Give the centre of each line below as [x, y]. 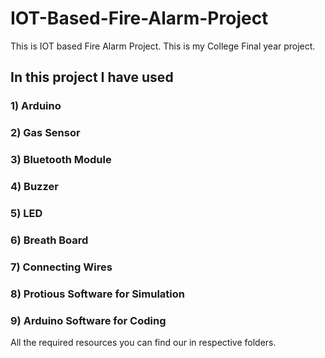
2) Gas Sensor [45, 133]
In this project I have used [92, 77]
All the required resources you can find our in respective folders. [143, 342]
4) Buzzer [34, 187]
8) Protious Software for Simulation [97, 294]
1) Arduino [36, 106]
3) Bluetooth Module [61, 160]
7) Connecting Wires [61, 267]
